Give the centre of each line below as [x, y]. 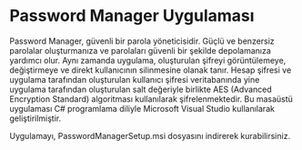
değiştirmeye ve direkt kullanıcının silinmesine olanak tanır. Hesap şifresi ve [151, 70]
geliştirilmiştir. [35, 118]
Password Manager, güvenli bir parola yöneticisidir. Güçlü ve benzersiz [142, 41]
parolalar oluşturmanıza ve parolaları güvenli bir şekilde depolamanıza [140, 50]
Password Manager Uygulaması [132, 16]
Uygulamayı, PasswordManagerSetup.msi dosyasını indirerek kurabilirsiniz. [150, 135]
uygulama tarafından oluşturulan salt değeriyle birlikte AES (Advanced [141, 89]
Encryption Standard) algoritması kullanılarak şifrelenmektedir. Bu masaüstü [151, 99]
